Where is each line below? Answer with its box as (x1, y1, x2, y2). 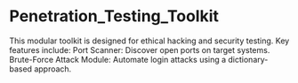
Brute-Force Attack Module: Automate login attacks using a (9, 54, 227, 64)
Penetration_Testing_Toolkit (9, 6, 220, 26)
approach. (34, 64, 72, 74)
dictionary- (228, 54, 269, 64)
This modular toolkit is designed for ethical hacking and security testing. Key (9, 35, 290, 46)
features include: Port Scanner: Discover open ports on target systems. (9, 44, 270, 55)
